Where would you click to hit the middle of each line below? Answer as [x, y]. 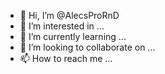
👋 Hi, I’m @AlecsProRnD [69, 15]
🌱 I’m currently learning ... [73, 36]
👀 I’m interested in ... [62, 26]
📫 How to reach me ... [66, 58]
